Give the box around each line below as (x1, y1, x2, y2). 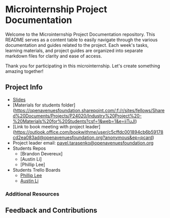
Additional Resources (5, 190, 59, 197)
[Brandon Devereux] (20, 150, 63, 156)
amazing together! (5, 68, 44, 74)
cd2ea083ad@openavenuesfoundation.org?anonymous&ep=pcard (12, 134, 153, 141)
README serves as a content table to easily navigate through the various (5, 37, 158, 43)
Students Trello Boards (12, 167, 61, 173)
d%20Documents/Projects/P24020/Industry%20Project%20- (12, 113, 142, 119)
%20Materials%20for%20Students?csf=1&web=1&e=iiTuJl (12, 118, 135, 124)
